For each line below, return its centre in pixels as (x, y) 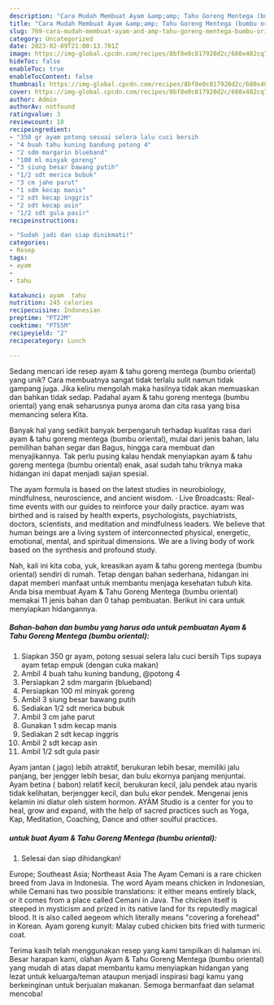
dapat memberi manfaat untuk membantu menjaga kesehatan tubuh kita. (131, 582)
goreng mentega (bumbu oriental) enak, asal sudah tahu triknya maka (126, 464)
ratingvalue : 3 (35, 115)
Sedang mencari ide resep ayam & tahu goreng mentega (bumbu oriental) (133, 371)
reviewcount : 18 (37, 122)
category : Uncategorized (51, 39)
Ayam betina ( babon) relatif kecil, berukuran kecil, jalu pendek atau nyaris (133, 785)
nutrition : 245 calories (51, 303)
